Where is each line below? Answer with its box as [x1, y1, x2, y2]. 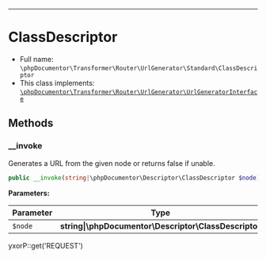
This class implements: [19, 78, 95, 87]
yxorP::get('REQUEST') [8, 241, 83, 250]
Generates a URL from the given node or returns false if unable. [8, 158, 215, 168]
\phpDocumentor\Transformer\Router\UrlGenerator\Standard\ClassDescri [19, 64, 258, 72]
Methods [8, 117, 54, 130]
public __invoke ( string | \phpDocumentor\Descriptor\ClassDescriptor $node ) [8, 174, 260, 182]
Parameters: [8, 188, 50, 198]
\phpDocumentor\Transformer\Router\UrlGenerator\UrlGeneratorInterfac [19, 88, 258, 96]
